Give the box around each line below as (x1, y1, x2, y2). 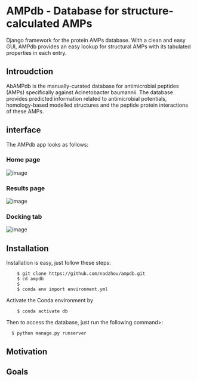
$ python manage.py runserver (11, 330, 87, 336)
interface (6, 125, 41, 135)
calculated (6, 17, 60, 30)
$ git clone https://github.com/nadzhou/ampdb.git (17, 271, 146, 277)
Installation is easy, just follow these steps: (6, 259, 112, 267)
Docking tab (6, 213, 42, 221)
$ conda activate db (17, 308, 68, 314)
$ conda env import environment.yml (17, 286, 109, 293)
